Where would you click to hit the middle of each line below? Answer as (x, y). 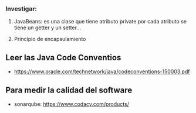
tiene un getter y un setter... (48, 28)
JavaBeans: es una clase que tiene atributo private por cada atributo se (100, 22)
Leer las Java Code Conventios (63, 57)
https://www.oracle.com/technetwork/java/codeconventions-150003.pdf (102, 71)
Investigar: (21, 9)
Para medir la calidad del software (69, 90)
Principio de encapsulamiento (50, 39)
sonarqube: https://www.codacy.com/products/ (72, 104)
